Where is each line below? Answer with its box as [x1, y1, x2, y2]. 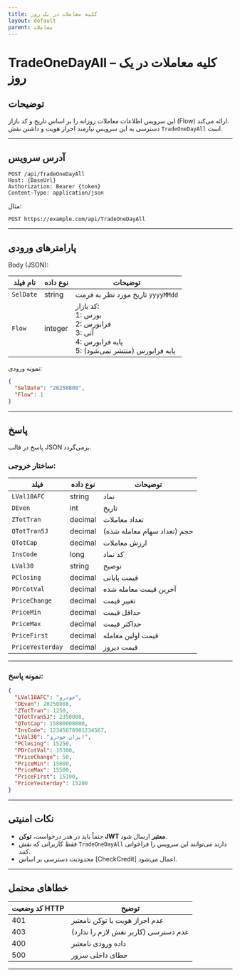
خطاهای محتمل [8, 882, 68, 894]
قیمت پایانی [103, 572, 138, 582]
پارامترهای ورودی [8, 242, 77, 254]
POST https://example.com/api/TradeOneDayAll [8, 215, 145, 223]
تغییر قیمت [103, 595, 136, 605]
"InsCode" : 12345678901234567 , [14, 727, 108, 735]
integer [44, 324, 68, 333]
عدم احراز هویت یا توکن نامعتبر [71, 915, 165, 925]
